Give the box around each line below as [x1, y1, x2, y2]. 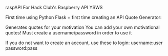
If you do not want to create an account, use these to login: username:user [5, 40, 163, 46]
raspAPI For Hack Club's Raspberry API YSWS [5, 5, 103, 10]
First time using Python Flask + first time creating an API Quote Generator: [5, 14, 162, 20]
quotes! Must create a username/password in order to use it [5, 30, 132, 35]
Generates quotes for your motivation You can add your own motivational [5, 24, 160, 30]
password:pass [5, 45, 37, 51]
